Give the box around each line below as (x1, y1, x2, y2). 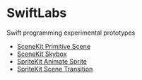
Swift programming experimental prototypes (6, 28, 136, 37)
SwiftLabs (6, 5, 67, 21)
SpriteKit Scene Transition (16, 64, 93, 73)
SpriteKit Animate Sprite (16, 57, 88, 65)
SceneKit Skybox (16, 50, 67, 58)
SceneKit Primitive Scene (16, 42, 91, 50)
